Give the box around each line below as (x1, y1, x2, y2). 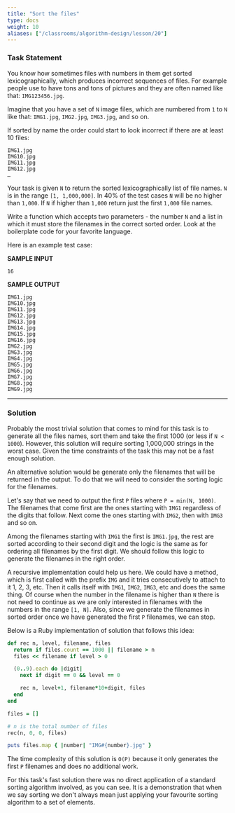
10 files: (7, 133, 30, 142)
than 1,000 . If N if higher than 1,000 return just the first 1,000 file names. (7, 198, 213, 207)
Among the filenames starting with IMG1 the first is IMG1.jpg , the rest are (7, 532, 215, 540)
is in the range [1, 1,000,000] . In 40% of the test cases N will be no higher (7, 191, 222, 200)
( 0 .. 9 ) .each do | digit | (13, 665, 83, 673)
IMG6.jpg (7, 367, 33, 374)
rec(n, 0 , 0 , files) (7, 730, 68, 737)
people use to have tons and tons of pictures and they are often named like (7, 83, 224, 92)
